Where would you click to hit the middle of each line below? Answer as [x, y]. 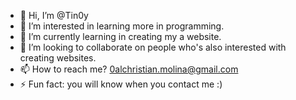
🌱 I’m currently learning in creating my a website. [120, 36]
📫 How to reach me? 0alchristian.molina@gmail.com [129, 69]
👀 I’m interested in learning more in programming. [122, 26]
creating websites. [58, 58]
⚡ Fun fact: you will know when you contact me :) [121, 84]
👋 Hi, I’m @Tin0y [54, 15]
